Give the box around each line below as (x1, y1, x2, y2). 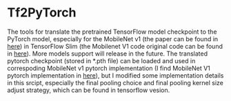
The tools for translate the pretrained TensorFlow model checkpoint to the (7, 27, 217, 36)
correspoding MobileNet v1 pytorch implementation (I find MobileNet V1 (7, 64, 210, 72)
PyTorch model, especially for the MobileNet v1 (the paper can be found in (7, 34, 219, 43)
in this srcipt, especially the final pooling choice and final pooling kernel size (7, 78, 224, 87)
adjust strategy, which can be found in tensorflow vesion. (7, 86, 170, 94)
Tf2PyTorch (7, 5, 77, 21)
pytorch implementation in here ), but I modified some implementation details (7, 71, 224, 80)
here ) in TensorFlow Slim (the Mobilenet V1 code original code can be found (7, 42, 223, 50)
